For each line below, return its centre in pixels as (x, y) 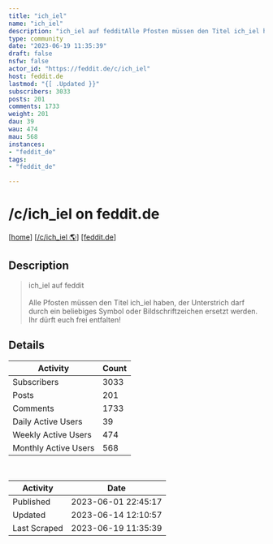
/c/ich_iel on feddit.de (84, 214)
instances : (27, 144)
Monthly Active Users (54, 447)
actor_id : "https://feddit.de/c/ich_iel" (80, 69)
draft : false (30, 54)
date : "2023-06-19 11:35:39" (58, 46)
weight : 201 (28, 114)
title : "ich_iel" (38, 16)
